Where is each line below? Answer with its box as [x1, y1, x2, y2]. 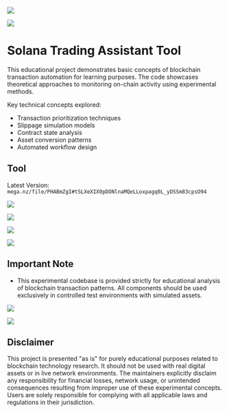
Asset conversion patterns [16, 136, 92, 144]
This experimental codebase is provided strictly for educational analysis [16, 276, 221, 284]
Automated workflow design [16, 142, 97, 151]
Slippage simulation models [16, 121, 95, 129]
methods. [7, 87, 34, 95]
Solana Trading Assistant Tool [7, 43, 182, 58]
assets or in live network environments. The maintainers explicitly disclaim [7, 369, 217, 377]
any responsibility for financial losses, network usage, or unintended [7, 377, 200, 385]
